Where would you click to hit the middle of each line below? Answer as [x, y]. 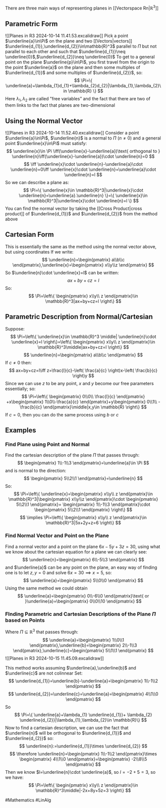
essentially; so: [20, 389]
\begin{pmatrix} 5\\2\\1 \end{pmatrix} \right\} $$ [83, 510]
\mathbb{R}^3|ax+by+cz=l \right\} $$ [83, 301]
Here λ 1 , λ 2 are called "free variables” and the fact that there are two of [78, 100]
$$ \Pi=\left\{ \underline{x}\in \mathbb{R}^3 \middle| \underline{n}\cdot [83, 337]
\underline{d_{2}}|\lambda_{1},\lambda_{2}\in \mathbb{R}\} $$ [83, 720]
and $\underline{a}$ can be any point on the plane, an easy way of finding [81, 567]
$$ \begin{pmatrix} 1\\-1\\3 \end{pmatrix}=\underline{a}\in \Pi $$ [83, 463]
